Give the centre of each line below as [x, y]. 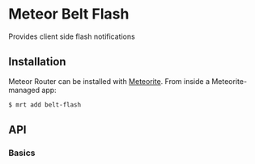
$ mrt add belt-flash [45, 105]
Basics [22, 153]
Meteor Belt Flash [69, 14]
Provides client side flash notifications [72, 36]
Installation [37, 62]
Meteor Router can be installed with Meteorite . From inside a [109, 81]
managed [24, 90]
